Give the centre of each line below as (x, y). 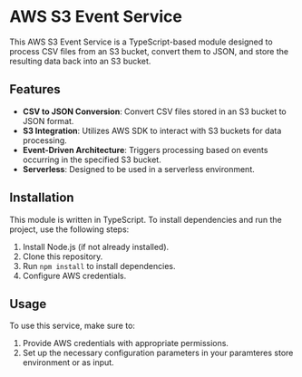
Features (35, 89)
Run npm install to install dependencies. (99, 266)
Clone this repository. (63, 256)
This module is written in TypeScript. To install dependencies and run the (146, 219)
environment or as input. (68, 362)
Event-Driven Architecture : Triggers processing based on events (145, 150)
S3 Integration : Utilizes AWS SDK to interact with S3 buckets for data (152, 130)
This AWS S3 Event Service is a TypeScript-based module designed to (141, 42)
